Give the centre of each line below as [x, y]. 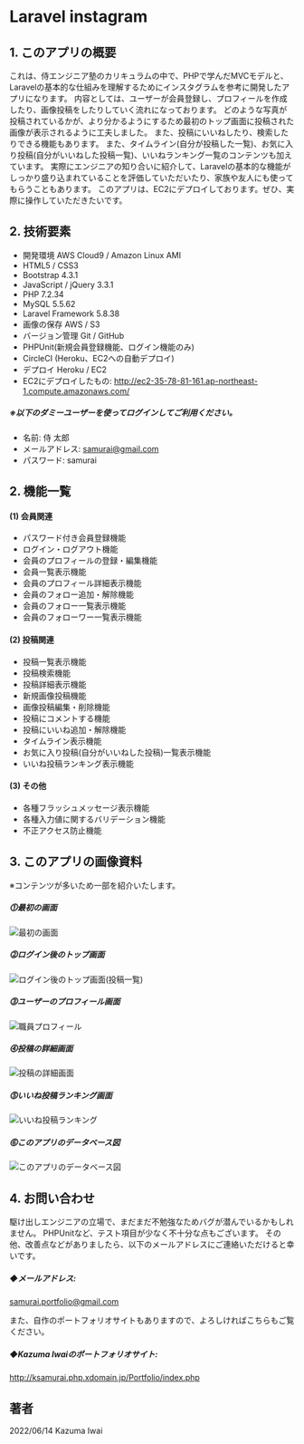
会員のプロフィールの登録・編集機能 [90, 561]
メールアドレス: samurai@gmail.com [90, 448]
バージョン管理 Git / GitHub [73, 335]
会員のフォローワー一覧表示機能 [82, 617]
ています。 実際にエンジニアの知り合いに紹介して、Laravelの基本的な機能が [150, 166]
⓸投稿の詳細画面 [41, 1049]
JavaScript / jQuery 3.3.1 [68, 284]
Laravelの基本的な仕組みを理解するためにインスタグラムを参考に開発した [146, 87]
